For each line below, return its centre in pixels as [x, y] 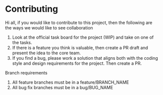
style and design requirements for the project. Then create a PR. [77, 63]
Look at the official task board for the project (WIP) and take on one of [83, 37]
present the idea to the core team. [47, 53]
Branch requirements [26, 72]
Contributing [32, 9]
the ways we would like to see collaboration [49, 27]
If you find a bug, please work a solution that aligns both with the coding [85, 58]
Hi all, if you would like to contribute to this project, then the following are [79, 23]
